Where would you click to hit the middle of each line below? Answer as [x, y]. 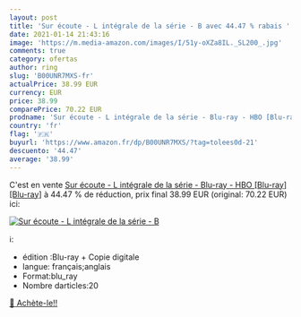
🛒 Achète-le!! [34, 303]
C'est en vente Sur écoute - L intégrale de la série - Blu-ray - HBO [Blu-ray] [148, 184]
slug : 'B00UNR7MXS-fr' [52, 76]
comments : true [38, 51]
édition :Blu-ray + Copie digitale [81, 257]
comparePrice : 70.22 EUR [56, 109]
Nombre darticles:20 [60, 285]
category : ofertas [43, 59]
